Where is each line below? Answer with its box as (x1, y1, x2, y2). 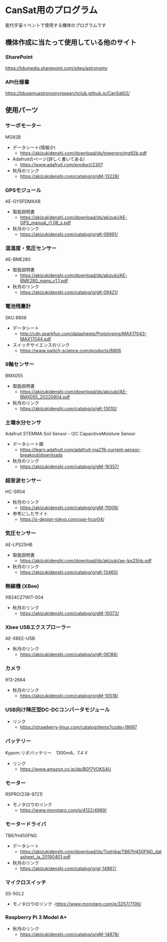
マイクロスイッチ (5, 879, 47, 886)
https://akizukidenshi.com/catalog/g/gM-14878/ (20, 931, 119, 937)
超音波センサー (5, 477, 42, 484)
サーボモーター (5, 122, 42, 129)
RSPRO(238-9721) (5, 791, 43, 798)
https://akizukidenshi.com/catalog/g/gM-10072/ (20, 610, 119, 616)
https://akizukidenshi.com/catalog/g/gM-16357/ (20, 463, 119, 469)
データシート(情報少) (12, 144, 56, 150)
